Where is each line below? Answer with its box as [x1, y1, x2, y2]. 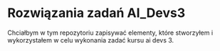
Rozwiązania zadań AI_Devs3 [7, 5, 186, 21]
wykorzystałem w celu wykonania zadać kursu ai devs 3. [7, 35, 174, 44]
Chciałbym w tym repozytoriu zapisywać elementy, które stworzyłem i [7, 28, 214, 37]
